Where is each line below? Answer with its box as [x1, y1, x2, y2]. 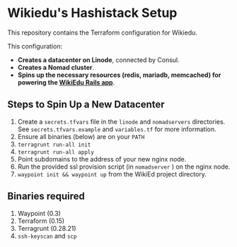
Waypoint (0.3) [17, 209, 62, 217]
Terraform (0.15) [17, 217, 65, 225]
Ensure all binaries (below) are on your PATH [17, 132, 145, 140]
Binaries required [7, 191, 85, 203]
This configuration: [7, 42, 62, 50]
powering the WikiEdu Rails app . [17, 78, 115, 86]
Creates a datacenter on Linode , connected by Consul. [17, 55, 180, 64]
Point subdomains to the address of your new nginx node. [17, 155, 187, 163]
